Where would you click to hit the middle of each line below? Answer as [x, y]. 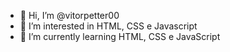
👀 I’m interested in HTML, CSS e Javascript [108, 26]
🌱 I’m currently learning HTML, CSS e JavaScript [120, 36]
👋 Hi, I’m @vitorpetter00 [69, 15]
